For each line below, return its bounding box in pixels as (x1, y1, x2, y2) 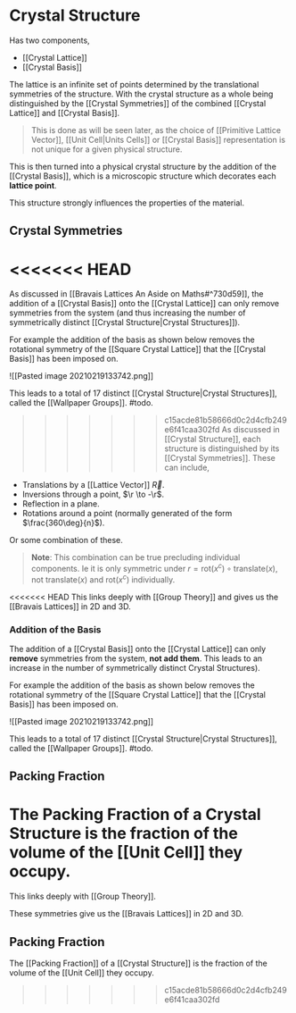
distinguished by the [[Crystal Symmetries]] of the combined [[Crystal (9, 97, 267, 108)
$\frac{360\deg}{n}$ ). (21, 517, 105, 528)
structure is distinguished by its (164, 443, 280, 454)
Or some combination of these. (9, 535, 123, 546)
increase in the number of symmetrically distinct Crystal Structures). (9, 662, 260, 673)
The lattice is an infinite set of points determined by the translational (9, 79, 259, 89)
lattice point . (9, 180, 57, 190)
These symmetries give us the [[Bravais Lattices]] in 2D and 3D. (9, 908, 243, 919)
